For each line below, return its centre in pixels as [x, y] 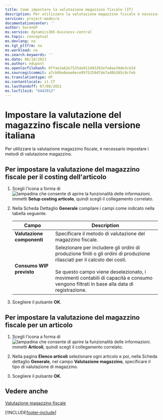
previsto [24, 272]
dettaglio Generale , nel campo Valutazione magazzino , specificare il [81, 361]
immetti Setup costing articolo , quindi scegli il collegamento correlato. [83, 199]
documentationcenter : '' [30, 23]
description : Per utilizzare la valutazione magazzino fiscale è [72, 14]
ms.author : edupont [25, 64]
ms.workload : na [21, 50]
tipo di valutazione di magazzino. [45, 367]
